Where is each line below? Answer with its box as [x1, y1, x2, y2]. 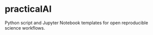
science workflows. [5, 25, 45, 31]
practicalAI [5, 3, 52, 15]
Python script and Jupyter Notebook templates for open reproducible [5, 20, 148, 26]
